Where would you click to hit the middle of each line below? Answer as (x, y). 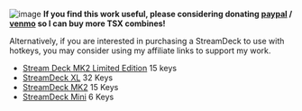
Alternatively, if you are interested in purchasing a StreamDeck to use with (147, 41)
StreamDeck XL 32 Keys (68, 78)
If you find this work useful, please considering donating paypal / (168, 14)
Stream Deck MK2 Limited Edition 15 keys (100, 68)
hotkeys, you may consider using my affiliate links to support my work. (140, 51)
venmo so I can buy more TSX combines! (87, 23)
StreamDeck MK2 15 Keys (70, 87)
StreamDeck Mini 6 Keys (68, 97)
